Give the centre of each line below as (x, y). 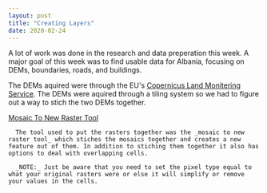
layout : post (30, 16)
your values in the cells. (53, 181)
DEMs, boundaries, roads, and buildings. (75, 70)
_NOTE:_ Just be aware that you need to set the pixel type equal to (133, 167)
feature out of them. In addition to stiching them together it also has (134, 147)
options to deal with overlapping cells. (78, 154)
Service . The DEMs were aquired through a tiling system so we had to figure (134, 94)
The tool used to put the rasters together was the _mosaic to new (130, 132)
